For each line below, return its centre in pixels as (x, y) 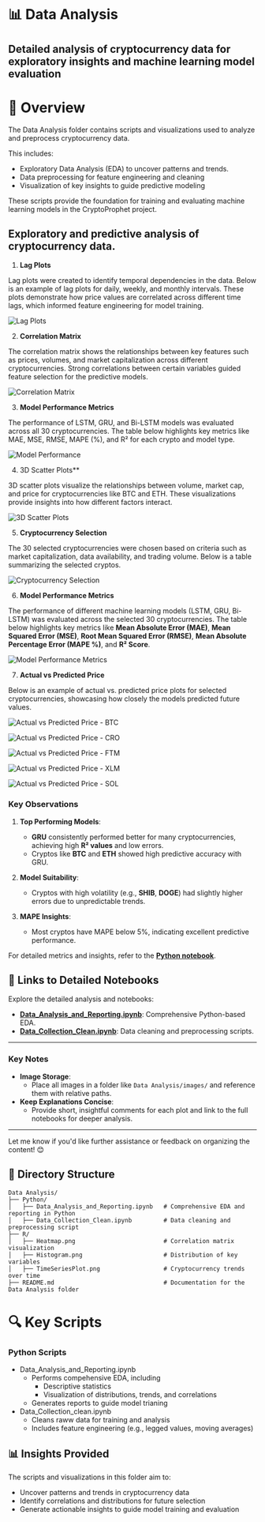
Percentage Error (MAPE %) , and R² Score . (79, 645)
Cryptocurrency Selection (63, 533)
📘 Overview (47, 107)
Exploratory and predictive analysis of (104, 234)
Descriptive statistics (77, 1386)
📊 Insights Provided (59, 1454)
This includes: (31, 153)
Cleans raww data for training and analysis (101, 1420)
